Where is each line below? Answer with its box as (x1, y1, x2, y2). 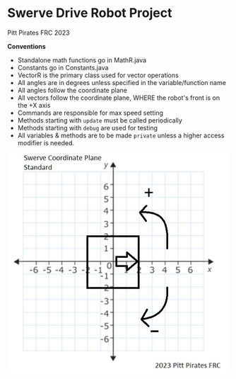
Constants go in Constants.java (17, 63, 109, 72)
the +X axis (17, 101, 51, 109)
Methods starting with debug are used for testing (17, 123, 158, 132)
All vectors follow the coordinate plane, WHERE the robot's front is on (17, 94, 220, 102)
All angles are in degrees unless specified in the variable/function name (17, 78, 226, 86)
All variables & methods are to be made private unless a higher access (17, 131, 225, 140)
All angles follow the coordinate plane (17, 86, 127, 94)
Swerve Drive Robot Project (7, 5, 172, 21)
